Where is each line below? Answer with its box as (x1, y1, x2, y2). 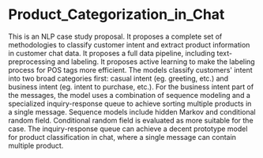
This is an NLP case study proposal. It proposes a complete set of (8, 32, 223, 41)
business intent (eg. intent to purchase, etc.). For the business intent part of (8, 81, 254, 92)
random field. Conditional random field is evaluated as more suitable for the (8, 115, 254, 125)
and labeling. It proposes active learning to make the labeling (56, 57, 255, 66)
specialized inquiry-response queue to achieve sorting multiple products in (8, 99, 252, 108)
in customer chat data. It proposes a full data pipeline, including (8, 48, 216, 58)
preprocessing (8, 57, 55, 66)
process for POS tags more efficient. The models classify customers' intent (8, 65, 253, 74)
